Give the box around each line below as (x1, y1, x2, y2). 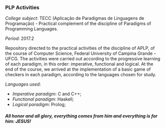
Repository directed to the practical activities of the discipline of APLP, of (5, 45, 155, 51)
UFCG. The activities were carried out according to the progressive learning (5, 56, 161, 62)
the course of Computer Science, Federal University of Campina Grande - (5, 50, 156, 56)
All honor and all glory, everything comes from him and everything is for (5, 113, 158, 119)
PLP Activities (5, 4, 40, 11)
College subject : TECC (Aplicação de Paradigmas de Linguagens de (5, 15, 145, 21)
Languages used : (5, 81, 41, 87)
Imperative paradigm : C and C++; (12, 91, 82, 97)
